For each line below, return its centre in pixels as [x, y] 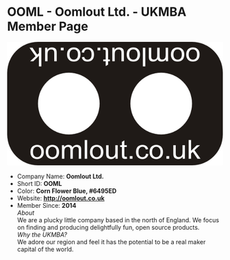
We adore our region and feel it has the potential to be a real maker [111, 242]
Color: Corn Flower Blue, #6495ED [67, 191]
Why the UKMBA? [42, 235]
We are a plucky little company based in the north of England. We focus [118, 220]
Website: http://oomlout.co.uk [61, 198]
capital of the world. [45, 249]
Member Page [48, 26]
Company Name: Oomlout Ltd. [60, 176]
